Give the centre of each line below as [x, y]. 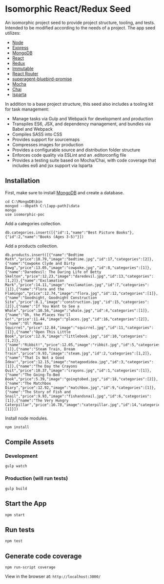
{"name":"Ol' [18, 323]
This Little [59, 332]
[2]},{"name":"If [23, 306]
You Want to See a [61, 306]
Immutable [23, 68]
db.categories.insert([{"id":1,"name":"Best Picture [60, 233]
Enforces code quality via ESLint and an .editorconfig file [69, 155]
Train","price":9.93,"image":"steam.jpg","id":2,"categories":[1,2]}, [78, 353]
